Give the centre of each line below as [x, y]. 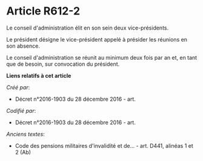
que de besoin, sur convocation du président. [63, 64]
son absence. [23, 46]
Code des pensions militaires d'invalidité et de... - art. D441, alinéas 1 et [104, 145]
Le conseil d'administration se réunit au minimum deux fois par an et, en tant [102, 57]
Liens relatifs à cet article [39, 75]
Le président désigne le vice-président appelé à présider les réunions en [97, 39]
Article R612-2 [43, 11]
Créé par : [18, 87]
